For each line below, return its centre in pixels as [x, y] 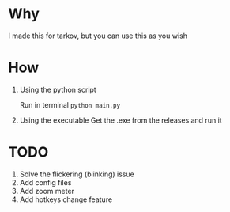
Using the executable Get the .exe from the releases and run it [121, 120]
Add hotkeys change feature [66, 199]
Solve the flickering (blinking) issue [77, 174]
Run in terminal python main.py [70, 104]
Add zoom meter [47, 191]
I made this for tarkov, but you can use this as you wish [98, 36]
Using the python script [58, 89]
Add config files [45, 182]
